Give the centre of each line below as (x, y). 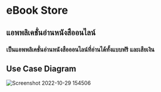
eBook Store (37, 10)
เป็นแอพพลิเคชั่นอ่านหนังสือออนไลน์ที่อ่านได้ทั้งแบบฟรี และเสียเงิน (80, 50)
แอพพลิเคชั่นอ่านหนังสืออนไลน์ (51, 33)
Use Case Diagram (41, 68)
